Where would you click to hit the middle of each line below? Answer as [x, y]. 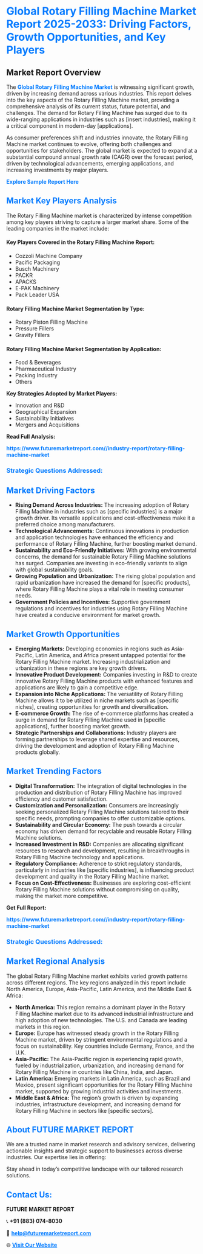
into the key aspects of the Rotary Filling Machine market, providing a [93, 100]
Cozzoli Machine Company [49, 256]
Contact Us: [29, 1195]
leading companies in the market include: [58, 228]
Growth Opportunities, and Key [86, 37]
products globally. [38, 752]
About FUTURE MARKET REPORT [70, 1130]
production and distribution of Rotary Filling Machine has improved [98, 792]
